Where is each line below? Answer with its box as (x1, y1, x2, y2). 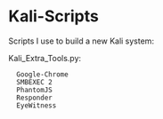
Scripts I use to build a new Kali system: (8, 36, 155, 46)
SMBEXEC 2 (16, 77, 53, 86)
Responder (16, 93, 53, 102)
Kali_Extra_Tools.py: (8, 52, 82, 63)
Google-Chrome (16, 69, 69, 79)
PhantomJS (16, 85, 53, 94)
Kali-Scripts (8, 6, 99, 27)
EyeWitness (16, 100, 57, 110)
